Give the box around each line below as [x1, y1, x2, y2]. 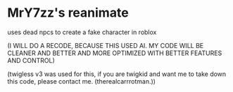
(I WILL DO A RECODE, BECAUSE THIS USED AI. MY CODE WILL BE [7, 41, 204, 49]
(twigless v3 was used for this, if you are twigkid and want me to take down [7, 70, 227, 78]
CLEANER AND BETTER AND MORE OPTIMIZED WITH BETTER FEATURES [7, 49, 222, 57]
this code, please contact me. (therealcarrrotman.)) [7, 77, 156, 85]
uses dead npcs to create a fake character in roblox [7, 28, 157, 36]
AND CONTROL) [7, 56, 55, 64]
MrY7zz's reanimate [7, 5, 129, 21]
